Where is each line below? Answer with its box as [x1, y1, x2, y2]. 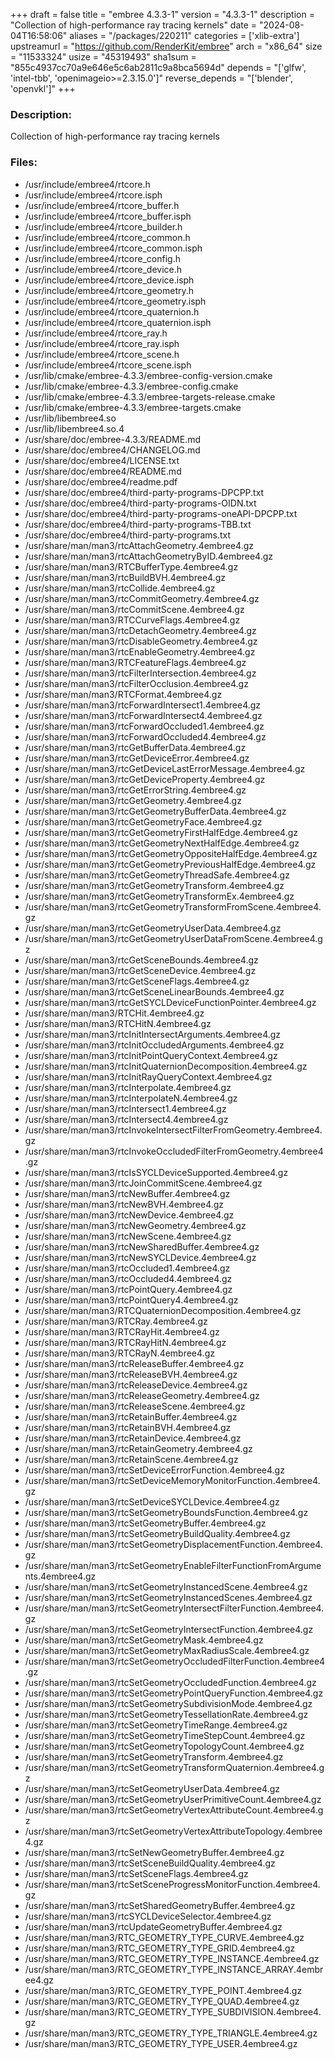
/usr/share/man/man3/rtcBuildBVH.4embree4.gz [24, 571, 226, 583]
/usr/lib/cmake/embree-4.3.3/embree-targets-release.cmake [24, 390, 276, 403]
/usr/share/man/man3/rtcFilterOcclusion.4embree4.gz [24, 677, 249, 689]
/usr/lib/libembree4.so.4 [24, 422, 125, 434]
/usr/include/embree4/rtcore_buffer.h [24, 199, 180, 211]
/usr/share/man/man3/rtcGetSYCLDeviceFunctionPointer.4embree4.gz [24, 996, 317, 1008]
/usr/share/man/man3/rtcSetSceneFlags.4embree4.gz [24, 1867, 249, 1879]
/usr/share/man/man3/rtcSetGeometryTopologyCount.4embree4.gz [24, 1740, 305, 1752]
